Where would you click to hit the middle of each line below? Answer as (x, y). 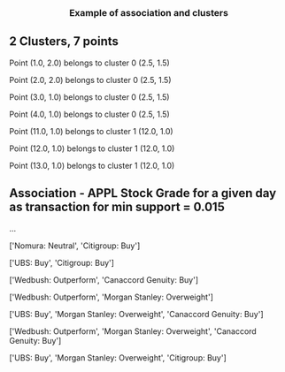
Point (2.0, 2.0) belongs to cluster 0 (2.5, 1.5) (90, 80)
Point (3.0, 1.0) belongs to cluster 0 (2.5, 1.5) (89, 97)
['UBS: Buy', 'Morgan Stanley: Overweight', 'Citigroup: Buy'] (118, 357)
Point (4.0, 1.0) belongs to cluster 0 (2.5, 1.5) (89, 114)
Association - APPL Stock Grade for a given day (143, 193)
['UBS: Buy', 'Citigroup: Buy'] (62, 262)
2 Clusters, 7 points (64, 42)
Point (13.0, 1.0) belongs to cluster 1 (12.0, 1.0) (92, 165)
